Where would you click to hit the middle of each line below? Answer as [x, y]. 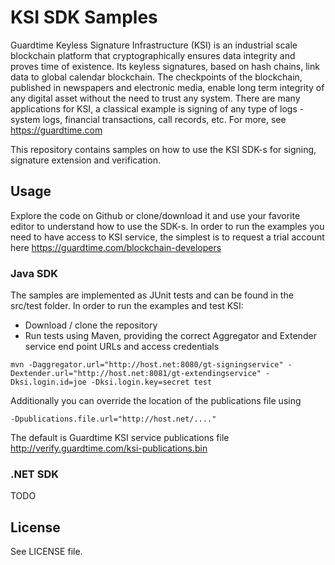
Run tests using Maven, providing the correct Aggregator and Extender [170, 336]
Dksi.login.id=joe [48, 382]
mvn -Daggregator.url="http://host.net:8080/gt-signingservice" [147, 365]
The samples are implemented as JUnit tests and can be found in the [152, 295]
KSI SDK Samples [84, 17]
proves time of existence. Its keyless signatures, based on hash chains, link [165, 66]
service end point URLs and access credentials [122, 347]
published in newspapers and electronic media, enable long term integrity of [167, 87]
